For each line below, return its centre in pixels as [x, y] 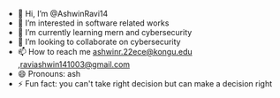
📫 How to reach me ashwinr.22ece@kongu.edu [105, 52]
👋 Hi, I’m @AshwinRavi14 [63, 14]
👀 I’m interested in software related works [93, 23]
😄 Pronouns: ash [49, 74]
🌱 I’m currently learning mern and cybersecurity [105, 32]
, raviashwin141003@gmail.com [74, 64]
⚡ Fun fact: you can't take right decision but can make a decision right [145, 83]
